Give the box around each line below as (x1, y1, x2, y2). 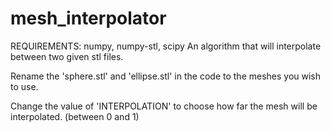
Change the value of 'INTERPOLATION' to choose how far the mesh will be (10, 100, 318, 112)
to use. (10, 80, 39, 92)
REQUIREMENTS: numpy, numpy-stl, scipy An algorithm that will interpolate (10, 40, 322, 52)
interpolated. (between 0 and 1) (10, 110, 140, 122)
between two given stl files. (10, 50, 124, 62)
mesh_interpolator (10, 7, 167, 30)
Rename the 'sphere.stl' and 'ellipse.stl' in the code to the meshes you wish (10, 70, 322, 82)
